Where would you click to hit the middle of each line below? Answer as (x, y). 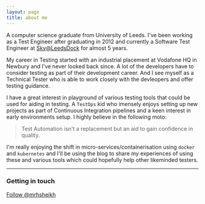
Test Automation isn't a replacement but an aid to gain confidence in (107, 128)
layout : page (23, 12)
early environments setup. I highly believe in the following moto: (86, 117)
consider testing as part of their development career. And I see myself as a (100, 72)
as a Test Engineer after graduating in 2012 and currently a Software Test (98, 41)
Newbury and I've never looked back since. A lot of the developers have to (100, 66)
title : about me (27, 18)
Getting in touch (31, 181)
